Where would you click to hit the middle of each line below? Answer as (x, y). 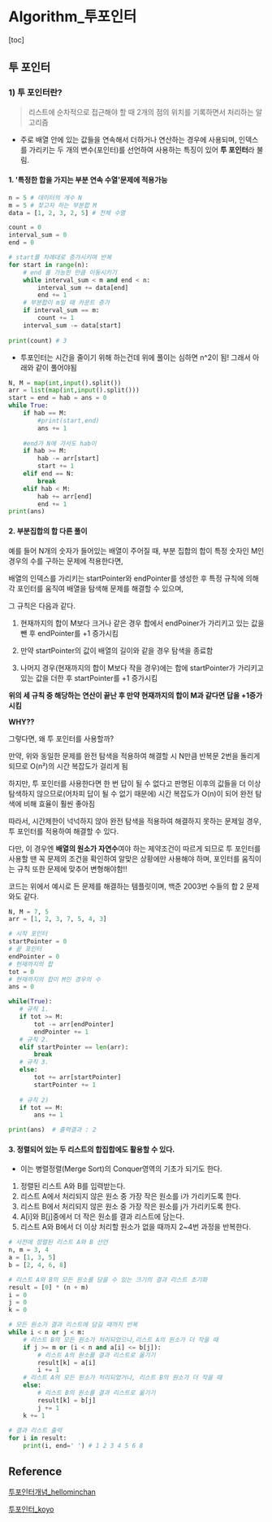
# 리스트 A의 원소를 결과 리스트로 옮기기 (97, 1355)
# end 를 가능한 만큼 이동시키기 (70, 272)
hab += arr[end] (65, 496)
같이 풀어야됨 (56, 367)
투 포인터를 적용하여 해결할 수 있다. (64, 831)
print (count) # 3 (38, 340)
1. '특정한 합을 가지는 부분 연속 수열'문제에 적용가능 (88, 180)
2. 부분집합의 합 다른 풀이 (48, 531)
